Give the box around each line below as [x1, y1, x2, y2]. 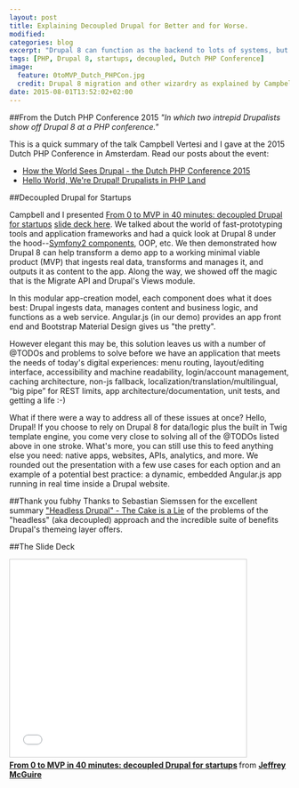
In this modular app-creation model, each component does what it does [9, 293, 272, 303]
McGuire [9, 768, 42, 779]
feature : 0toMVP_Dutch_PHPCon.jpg [17, 71, 145, 80]
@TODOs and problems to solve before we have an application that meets [9, 348, 281, 358]
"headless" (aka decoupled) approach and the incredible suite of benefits [9, 514, 279, 525]
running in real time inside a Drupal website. [9, 478, 171, 489]
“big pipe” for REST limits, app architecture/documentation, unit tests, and [9, 385, 280, 396]
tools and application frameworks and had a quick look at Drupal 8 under [9, 228, 277, 238]
